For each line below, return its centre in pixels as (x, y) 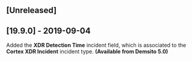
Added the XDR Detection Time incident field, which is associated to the (96, 45)
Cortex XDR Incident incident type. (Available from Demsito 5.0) (87, 51)
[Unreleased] (32, 10)
